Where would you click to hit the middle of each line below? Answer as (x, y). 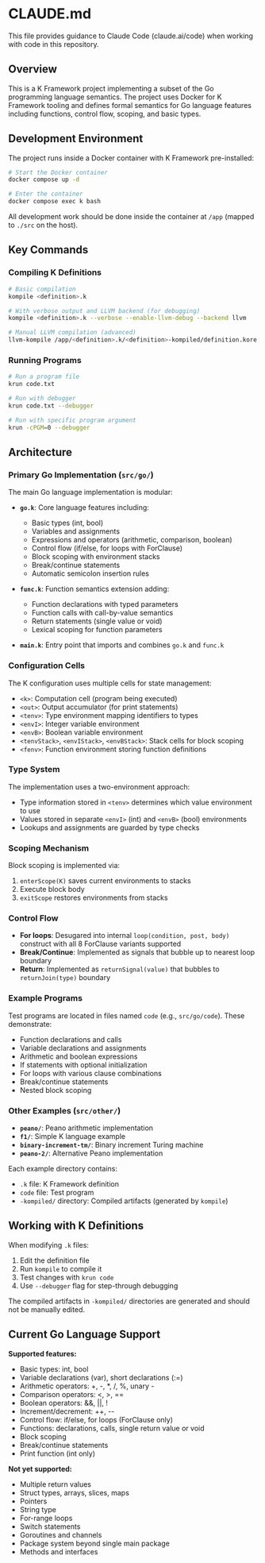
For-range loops (46, 1518)
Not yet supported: (40, 1468)
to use (30, 810)
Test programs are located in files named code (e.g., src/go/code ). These (127, 1015)
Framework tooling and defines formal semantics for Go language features (130, 105)
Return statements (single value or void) (97, 621)
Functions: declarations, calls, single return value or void (112, 1428)
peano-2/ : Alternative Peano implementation (91, 1153)
